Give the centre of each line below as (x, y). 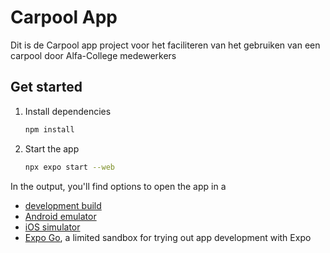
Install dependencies (68, 111)
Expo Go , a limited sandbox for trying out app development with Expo (168, 237)
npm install (49, 129)
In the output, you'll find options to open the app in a (118, 186)
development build (63, 205)
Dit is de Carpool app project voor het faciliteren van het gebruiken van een (165, 45)
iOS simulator (52, 227)
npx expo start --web (69, 167)
